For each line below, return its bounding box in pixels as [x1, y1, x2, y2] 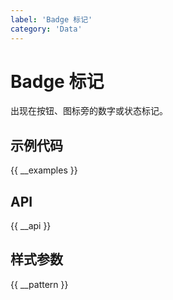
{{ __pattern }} [10, 278, 69, 290]
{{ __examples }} [10, 164, 78, 176]
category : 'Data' [10, 24, 83, 34]
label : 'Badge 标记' [10, 14, 93, 25]
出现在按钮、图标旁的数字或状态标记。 [10, 105, 168, 117]
